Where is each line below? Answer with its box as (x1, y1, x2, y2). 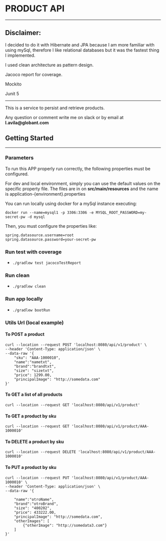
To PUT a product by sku (5, 464, 57, 470)
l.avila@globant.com (5, 120, 49, 125)
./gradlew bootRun (12, 307, 50, 313)
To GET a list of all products (5, 391, 63, 398)
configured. (5, 171, 29, 177)
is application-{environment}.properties (5, 191, 85, 197)
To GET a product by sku (5, 413, 57, 419)
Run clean (5, 272, 30, 279)
